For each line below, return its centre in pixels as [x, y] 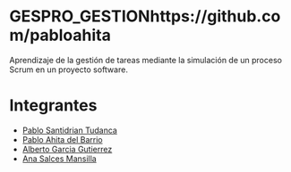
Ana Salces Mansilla [59, 159]
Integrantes [53, 106]
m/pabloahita [60, 35]
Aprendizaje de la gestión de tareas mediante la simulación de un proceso [145, 60]
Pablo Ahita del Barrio [62, 139]
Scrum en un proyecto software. [68, 70]
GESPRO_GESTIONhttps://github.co [145, 16]
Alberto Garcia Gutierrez [67, 149]
